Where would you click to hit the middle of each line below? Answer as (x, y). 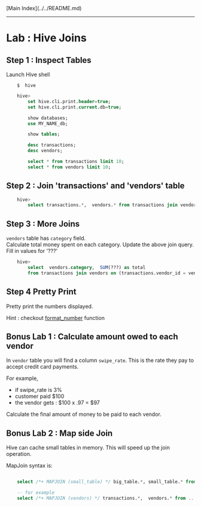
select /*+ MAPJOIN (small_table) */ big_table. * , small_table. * (100, 482)
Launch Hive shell (28, 74)
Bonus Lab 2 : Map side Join (60, 433)
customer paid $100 (39, 396)
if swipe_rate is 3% (38, 390)
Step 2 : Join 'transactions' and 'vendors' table (95, 186)
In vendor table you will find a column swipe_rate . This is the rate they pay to (100, 360)
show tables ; (44, 134)
